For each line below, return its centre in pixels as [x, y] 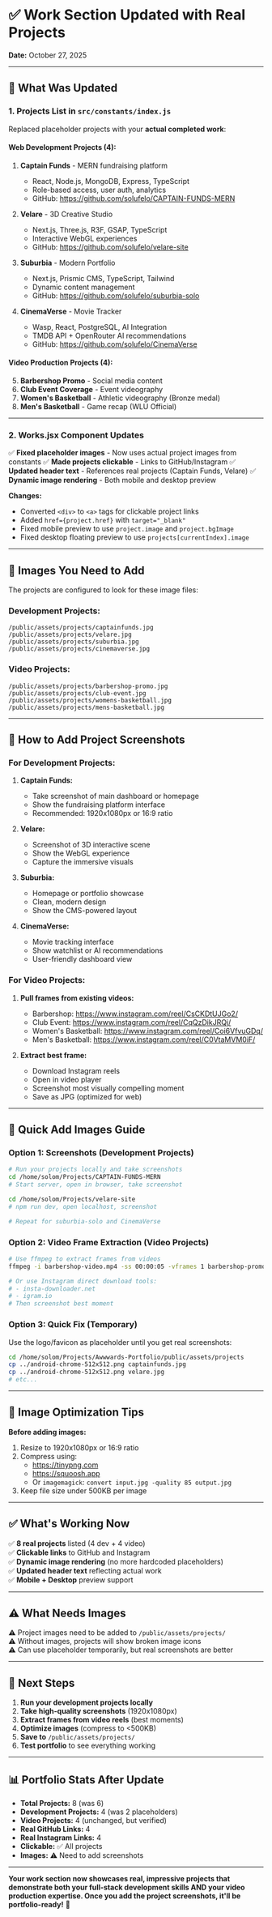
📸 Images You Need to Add [76, 570]
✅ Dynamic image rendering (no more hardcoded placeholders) [116, 1561]
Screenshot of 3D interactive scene [91, 845]
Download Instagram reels [76, 1070]
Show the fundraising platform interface [99, 805]
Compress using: [49, 1456]
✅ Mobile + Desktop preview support [71, 1580]
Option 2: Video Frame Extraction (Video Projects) [108, 1242]
